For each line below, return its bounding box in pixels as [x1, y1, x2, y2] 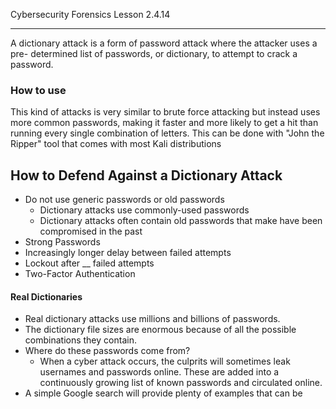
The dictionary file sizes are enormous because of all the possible [24, 324, 297, 336]
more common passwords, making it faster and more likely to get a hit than [10, 117, 319, 129]
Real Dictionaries [10, 290, 83, 303]
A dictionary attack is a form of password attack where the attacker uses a [10, 37, 318, 49]
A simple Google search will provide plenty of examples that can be [24, 387, 303, 399]
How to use [10, 83, 67, 97]
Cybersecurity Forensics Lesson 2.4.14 [10, 9, 171, 20]
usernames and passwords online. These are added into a [39, 366, 280, 378]
